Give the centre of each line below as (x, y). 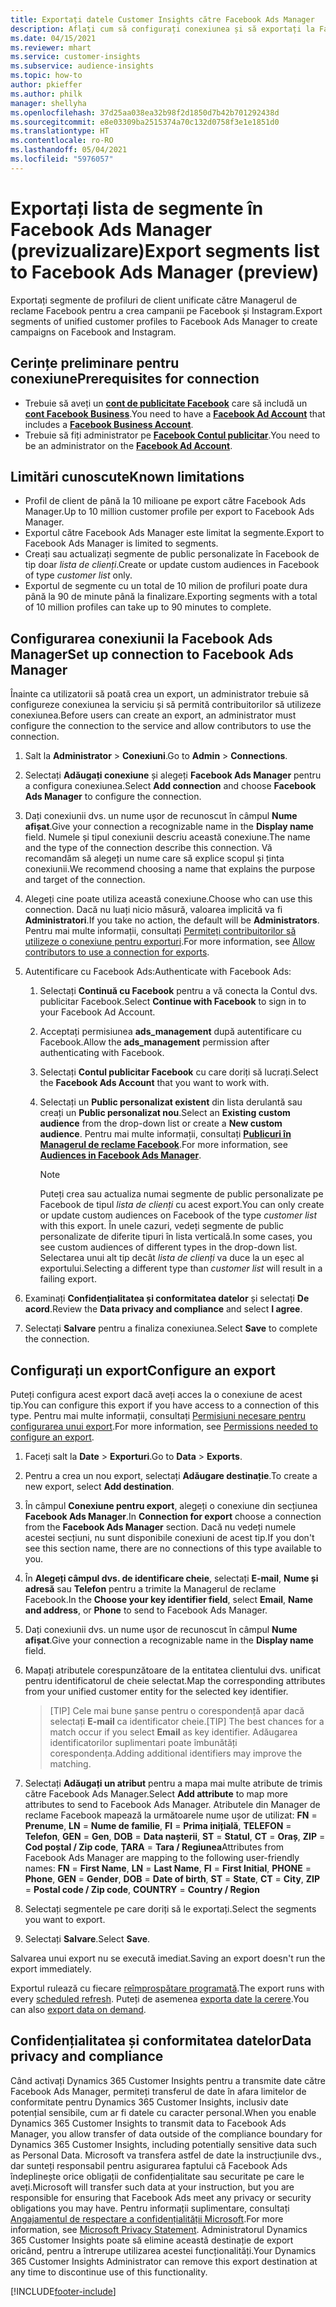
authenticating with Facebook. (102, 1053)
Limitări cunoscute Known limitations (127, 476)
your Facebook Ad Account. (97, 1012)
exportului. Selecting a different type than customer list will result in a (181, 1268)
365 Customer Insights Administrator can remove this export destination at (164, 2261)
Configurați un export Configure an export (143, 1370)
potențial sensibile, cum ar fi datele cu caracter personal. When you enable (163, 2112)
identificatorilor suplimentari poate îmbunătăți (143, 1742)
